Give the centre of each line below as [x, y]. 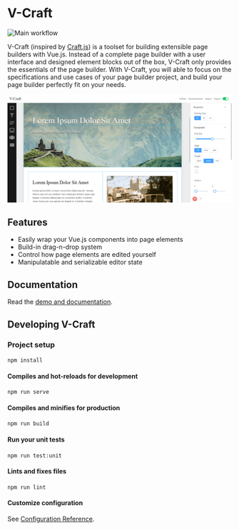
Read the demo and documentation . [60, 302]
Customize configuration [45, 503]
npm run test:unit [35, 455]
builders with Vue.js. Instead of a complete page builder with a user [107, 54]
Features [27, 222]
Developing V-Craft [51, 324]
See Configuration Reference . [51, 519]
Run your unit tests [36, 439]
